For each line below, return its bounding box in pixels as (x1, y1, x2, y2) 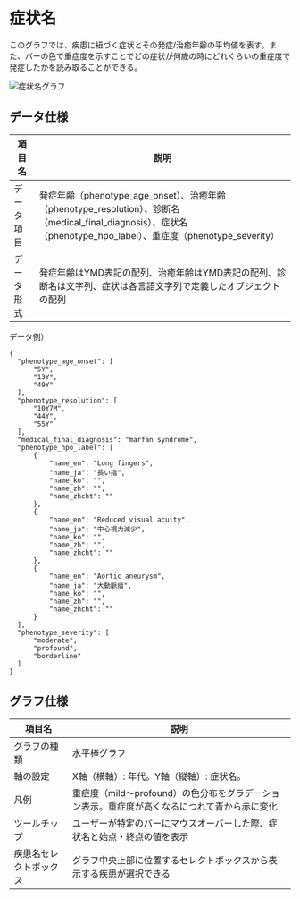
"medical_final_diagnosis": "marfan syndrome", (17, 435, 198, 444)
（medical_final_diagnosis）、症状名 (38, 216, 188, 228)
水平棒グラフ (71, 746, 127, 759)
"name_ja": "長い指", (48, 468, 126, 477)
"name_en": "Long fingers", (48, 458, 154, 468)
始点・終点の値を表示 (98, 830, 189, 843)
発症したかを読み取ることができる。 (9, 62, 143, 72)
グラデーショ (226, 786, 280, 799)
